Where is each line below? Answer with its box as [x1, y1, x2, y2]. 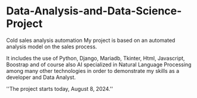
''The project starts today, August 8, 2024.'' [6, 85, 113, 92]
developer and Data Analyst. [6, 73, 76, 81]
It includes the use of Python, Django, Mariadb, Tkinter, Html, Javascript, [6, 54, 185, 62]
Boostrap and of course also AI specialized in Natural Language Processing [6, 61, 192, 68]
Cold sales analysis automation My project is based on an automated [6, 36, 176, 44]
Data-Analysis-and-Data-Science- [6, 4, 182, 18]
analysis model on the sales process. [6, 43, 97, 50]
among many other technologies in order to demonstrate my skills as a [6, 67, 180, 74]
